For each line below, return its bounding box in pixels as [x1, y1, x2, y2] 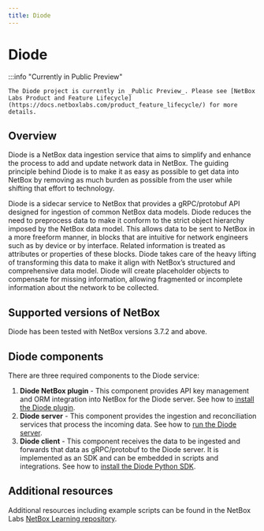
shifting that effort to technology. [8, 183, 115, 194]
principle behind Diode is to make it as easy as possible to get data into [8, 167, 240, 176]
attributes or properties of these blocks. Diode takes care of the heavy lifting [8, 250, 257, 259]
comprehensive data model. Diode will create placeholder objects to [8, 266, 230, 276]
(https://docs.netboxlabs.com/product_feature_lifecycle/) [8, 100, 206, 109]
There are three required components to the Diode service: [8, 371, 199, 380]
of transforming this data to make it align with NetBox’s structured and [8, 258, 236, 267]
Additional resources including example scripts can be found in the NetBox [8, 505, 251, 514]
